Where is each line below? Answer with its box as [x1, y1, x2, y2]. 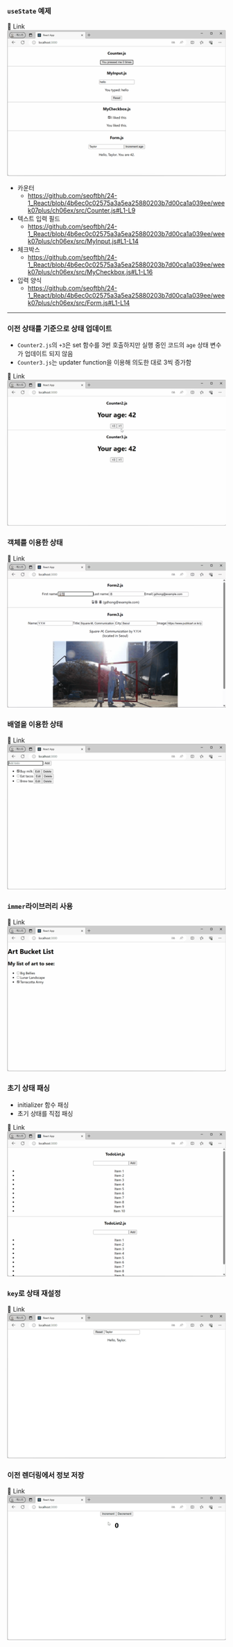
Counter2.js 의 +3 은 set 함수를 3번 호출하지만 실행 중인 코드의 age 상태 [17, 341, 209, 349]
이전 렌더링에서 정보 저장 [7, 1471, 85, 1480]
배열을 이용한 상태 [7, 720, 64, 730]
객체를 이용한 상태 [7, 538, 64, 548]
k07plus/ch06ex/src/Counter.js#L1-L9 [27, 206, 136, 215]
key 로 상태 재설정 [7, 1289, 61, 1298]
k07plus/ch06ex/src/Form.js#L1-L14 [27, 299, 130, 307]
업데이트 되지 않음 [24, 349, 74, 358]
